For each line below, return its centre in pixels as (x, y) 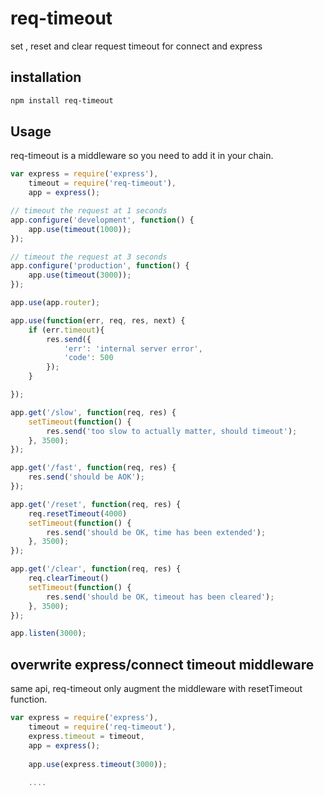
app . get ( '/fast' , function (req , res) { (93, 468)
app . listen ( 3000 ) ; (48, 633)
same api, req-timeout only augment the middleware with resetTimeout (156, 689)
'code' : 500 (88, 358)
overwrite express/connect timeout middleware (162, 664)
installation (46, 77)
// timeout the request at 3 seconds (89, 257)
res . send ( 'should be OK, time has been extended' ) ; (156, 532)
